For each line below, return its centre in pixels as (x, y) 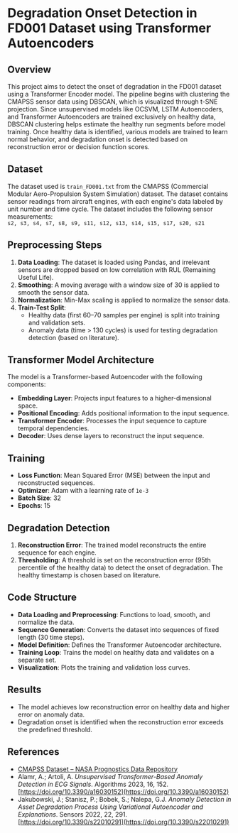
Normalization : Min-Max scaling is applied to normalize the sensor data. (124, 300)
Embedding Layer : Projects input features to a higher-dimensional (114, 398)
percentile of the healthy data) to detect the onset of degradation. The (120, 568)
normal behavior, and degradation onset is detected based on (98, 139)
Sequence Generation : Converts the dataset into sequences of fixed (118, 629)
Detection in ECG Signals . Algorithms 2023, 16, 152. (93, 784)
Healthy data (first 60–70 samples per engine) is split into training (124, 315)
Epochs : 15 (34, 506)
